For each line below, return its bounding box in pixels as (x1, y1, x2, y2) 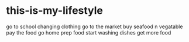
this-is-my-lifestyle (6, 4, 104, 17)
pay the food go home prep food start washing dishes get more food (6, 29, 171, 36)
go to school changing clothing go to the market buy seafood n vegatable (6, 23, 183, 30)
